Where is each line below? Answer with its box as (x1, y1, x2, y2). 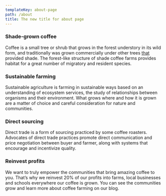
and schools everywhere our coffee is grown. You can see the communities (5, 179, 161, 185)
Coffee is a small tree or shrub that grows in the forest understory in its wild (5, 44, 161, 50)
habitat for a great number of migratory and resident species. (5, 60, 132, 66)
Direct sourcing (5, 118, 44, 125)
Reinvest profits (5, 158, 45, 165)
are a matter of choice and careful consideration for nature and (5, 100, 135, 106)
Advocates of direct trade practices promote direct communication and (5, 134, 152, 140)
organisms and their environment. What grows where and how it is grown (5, 94, 156, 100)
